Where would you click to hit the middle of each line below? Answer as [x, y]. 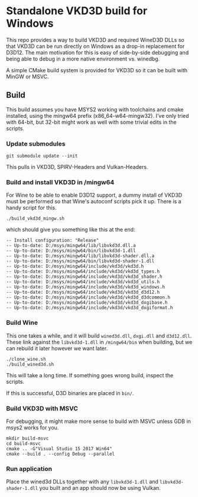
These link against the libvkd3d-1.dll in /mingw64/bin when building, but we [99, 342]
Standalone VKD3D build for [77, 11]
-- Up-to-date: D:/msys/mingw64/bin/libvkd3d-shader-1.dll [80, 261]
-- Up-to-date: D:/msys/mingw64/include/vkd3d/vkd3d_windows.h [86, 287]
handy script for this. [32, 208]
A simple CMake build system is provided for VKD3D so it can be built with [97, 70]
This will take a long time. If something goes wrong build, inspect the [90, 375]
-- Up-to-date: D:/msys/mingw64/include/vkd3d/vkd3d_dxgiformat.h [90, 308]
